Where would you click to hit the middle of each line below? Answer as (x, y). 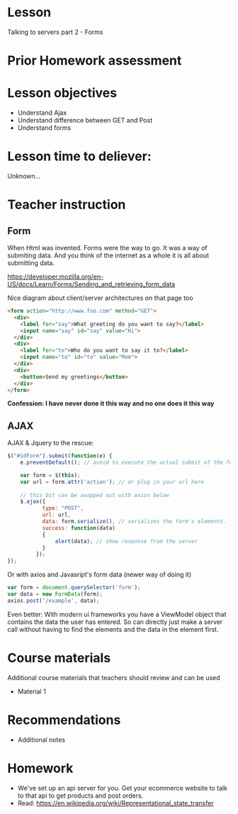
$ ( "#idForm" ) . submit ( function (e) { (60, 456)
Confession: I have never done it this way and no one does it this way (111, 403)
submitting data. (31, 263)
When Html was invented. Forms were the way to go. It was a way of (107, 248)
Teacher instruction (67, 205)
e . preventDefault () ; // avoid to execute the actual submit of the (121, 463)
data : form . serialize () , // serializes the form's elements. (134, 522)
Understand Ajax (42, 113)
